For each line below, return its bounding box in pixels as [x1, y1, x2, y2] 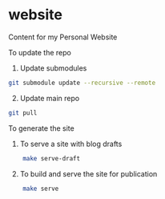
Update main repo [19, 93, 80, 103]
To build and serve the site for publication [19, 169, 158, 178]
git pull [8, 108, 38, 117]
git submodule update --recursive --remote [8, 79, 156, 87]
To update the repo [8, 47, 72, 57]
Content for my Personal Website [8, 32, 118, 42]
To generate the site [8, 123, 74, 133]
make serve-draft [22, 154, 81, 162]
